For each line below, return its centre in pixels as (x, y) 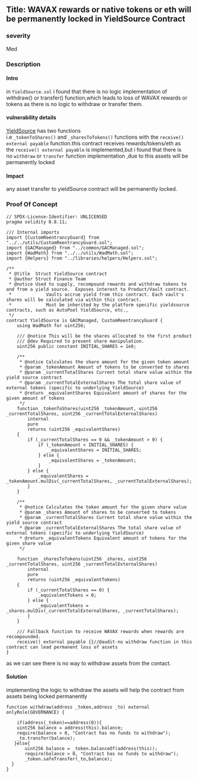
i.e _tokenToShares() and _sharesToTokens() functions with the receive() (95, 137)
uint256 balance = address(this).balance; (70, 728)
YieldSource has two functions (44, 131)
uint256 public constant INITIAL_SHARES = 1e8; (76, 346)
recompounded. (24, 636)
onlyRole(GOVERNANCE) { (36, 712)
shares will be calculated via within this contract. (74, 300)
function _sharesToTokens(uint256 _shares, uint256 (82, 559)
